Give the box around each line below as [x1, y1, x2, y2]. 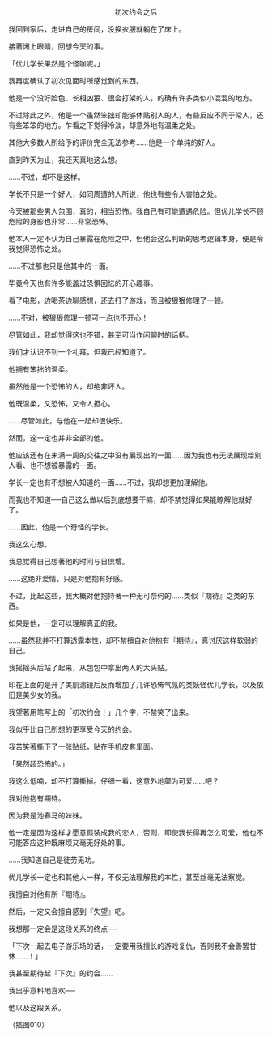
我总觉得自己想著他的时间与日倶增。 [8, 557, 130, 566]
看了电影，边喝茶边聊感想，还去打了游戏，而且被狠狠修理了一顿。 [8, 295, 228, 305]
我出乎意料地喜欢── [8, 986, 75, 995]
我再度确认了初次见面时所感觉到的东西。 [8, 76, 143, 85]
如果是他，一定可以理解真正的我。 [8, 618, 122, 627]
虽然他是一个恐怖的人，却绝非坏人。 [8, 381, 130, 391]
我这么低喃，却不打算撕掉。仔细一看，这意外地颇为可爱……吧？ [8, 776, 220, 785]
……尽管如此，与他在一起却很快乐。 [8, 416, 128, 425]
